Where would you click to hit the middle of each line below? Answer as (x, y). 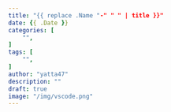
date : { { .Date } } (38, 23)
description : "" (35, 81)
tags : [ (21, 52)
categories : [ (32, 30)
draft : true (28, 89)
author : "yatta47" (38, 74)
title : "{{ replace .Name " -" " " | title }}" (86, 15)
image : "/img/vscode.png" (50, 96)
